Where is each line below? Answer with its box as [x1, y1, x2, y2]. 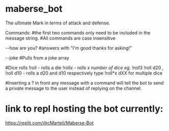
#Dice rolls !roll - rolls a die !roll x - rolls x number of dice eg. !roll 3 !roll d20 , [5, 64, 164, 71]
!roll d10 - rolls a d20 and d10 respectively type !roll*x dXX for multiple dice [5, 70, 163, 76]
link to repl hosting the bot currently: [5, 103, 163, 115]
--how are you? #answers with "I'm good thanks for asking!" [5, 45, 132, 51]
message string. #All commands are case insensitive [5, 35, 116, 41]
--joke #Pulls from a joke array [5, 54, 70, 61]
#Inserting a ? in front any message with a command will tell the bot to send [5, 80, 164, 86]
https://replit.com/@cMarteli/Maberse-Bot [5, 120, 94, 126]
